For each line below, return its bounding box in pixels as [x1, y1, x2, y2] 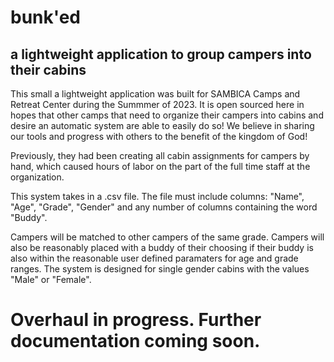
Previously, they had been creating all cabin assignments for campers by [10, 150, 310, 161]
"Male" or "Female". [10, 274, 92, 285]
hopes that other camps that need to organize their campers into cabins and [10, 109, 324, 121]
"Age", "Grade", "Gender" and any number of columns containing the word [10, 201, 318, 213]
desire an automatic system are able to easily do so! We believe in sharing [10, 120, 315, 131]
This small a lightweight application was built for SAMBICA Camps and [10, 88, 301, 100]
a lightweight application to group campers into [10, 46, 312, 63]
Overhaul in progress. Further [10, 309, 262, 331]
